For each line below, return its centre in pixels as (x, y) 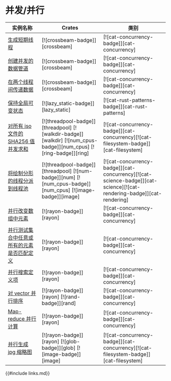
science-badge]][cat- (130, 180)
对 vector (19, 293)
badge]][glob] (59, 348)
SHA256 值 (21, 141)
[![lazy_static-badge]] (68, 103)
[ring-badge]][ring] (65, 153)
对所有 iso (20, 126)
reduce (16, 319)
